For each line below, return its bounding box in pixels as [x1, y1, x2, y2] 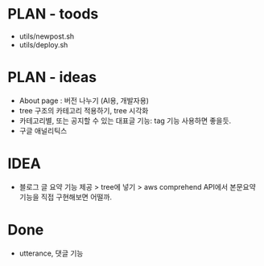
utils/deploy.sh [19, 39, 68, 49]
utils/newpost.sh [19, 31, 75, 41]
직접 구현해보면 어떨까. [40, 192, 113, 202]
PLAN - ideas [7, 68, 97, 87]
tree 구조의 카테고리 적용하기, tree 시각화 [19, 105, 149, 115]
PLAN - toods [7, 5, 99, 23]
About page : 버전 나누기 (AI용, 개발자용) [19, 96, 150, 105]
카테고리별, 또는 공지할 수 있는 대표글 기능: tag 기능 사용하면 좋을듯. [19, 116, 232, 125]
